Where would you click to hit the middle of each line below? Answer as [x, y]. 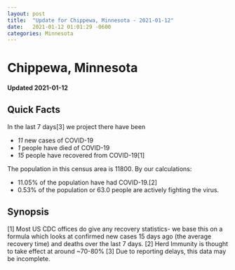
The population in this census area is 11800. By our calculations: [100, 168]
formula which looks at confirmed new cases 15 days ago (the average [109, 236]
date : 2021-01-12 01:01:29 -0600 [59, 27]
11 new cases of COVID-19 [55, 140]
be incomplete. [29, 258]
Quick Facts [34, 110]
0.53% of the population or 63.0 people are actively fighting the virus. [118, 189]
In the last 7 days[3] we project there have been [76, 126]
